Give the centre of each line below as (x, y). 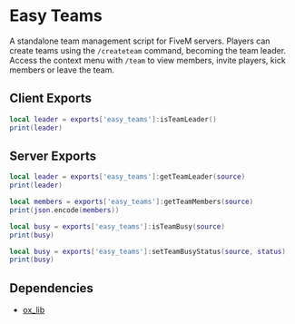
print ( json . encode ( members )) (64, 210)
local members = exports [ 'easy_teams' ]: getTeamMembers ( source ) (132, 202)
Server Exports (53, 156)
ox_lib (34, 310)
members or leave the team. (62, 70)
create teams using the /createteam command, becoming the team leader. (148, 50)
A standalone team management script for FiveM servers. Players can (140, 41)
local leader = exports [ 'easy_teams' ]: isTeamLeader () (113, 119)
